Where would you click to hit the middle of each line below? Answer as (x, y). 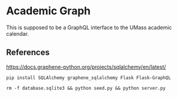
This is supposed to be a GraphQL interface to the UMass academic (89, 27)
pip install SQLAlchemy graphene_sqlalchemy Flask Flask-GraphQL (88, 78)
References (28, 53)
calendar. (18, 33)
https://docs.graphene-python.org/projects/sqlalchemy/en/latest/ (86, 67)
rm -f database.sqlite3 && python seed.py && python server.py (86, 88)
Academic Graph (48, 11)
